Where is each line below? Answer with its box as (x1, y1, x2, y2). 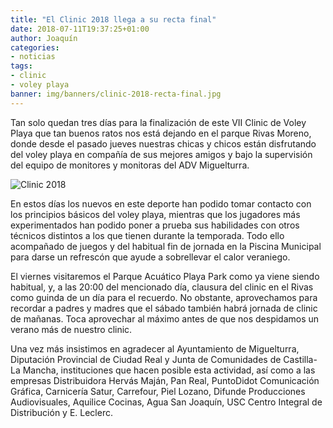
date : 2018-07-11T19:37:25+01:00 (10, 24, 150, 34)
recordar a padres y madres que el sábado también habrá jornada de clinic (10, 302, 318, 314)
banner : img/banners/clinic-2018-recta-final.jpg (10, 89, 222, 99)
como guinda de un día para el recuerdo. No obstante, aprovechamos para (10, 291, 318, 303)
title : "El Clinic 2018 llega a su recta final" (10, 14, 217, 25)
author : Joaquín (10, 33, 78, 43)
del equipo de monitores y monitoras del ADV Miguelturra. (10, 159, 250, 171)
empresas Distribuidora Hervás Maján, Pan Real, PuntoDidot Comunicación (10, 374, 320, 386)
